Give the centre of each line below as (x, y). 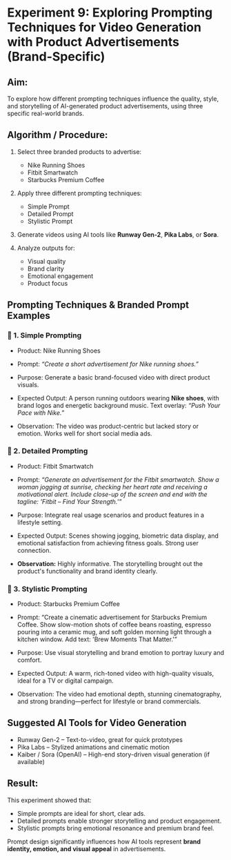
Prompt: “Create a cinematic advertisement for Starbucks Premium (112, 617)
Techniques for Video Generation (104, 27)
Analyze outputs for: (46, 248)
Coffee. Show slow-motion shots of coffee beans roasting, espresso (114, 625)
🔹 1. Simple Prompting (44, 335)
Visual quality (47, 261)
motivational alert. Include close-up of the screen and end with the (112, 494)
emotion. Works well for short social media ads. (85, 433)
